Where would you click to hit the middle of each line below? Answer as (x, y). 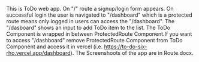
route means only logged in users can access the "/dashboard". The (91, 21)
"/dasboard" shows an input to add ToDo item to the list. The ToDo (88, 27)
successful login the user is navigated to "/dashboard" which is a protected (99, 15)
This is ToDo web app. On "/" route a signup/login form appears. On (90, 9)
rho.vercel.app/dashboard (38, 53)
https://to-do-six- (126, 46)
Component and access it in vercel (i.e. (55, 46)
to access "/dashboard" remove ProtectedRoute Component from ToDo (94, 40)
